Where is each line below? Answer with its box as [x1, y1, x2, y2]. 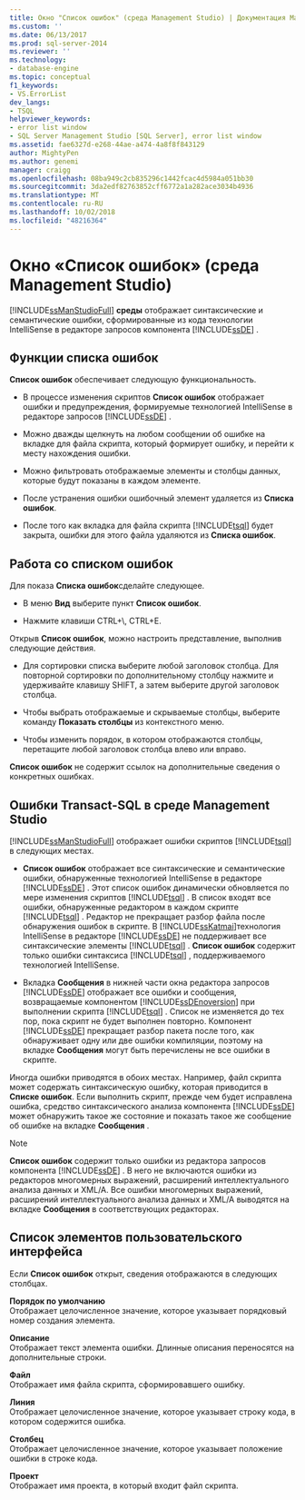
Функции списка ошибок [9, 350, 159, 365]
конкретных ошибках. [9, 771, 94, 782]
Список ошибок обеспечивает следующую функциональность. [9, 374, 257, 385]
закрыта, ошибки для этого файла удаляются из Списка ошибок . [22, 530, 277, 541]
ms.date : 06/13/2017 [9, 30, 88, 39]
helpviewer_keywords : [9, 114, 92, 124]
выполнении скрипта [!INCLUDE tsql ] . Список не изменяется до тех [22, 1006, 284, 1017]
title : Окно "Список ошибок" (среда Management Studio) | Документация [9, 13, 286, 23]
